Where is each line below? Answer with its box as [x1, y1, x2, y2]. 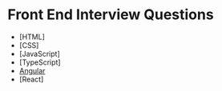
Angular [18, 65, 46, 75]
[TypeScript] [18, 57, 61, 67]
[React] [18, 74, 44, 84]
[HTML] [18, 32, 46, 42]
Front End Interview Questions [7, 6, 214, 24]
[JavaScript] [18, 49, 61, 58]
